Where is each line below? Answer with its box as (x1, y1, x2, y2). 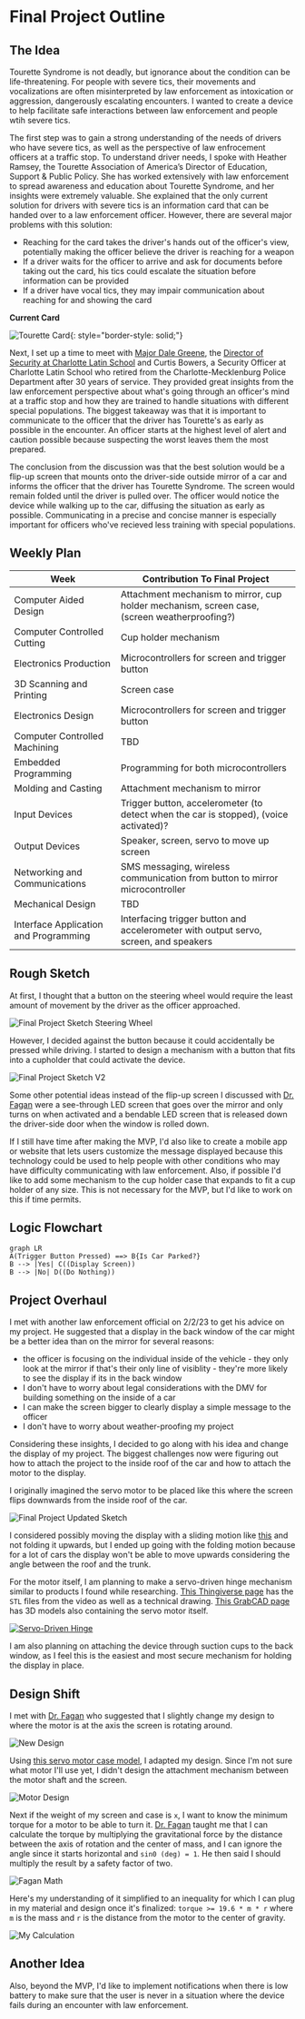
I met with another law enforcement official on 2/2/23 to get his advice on (9, 1316, 285, 1327)
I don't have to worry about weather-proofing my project (22, 1421, 234, 1432)
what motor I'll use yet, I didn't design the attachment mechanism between (9, 1765, 289, 1776)
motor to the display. (9, 1468, 86, 1479)
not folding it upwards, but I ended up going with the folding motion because (9, 1540, 296, 1551)
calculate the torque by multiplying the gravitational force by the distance (9, 1829, 283, 1840)
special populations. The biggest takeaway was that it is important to (9, 406, 267, 416)
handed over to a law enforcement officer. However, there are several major (9, 210, 292, 220)
